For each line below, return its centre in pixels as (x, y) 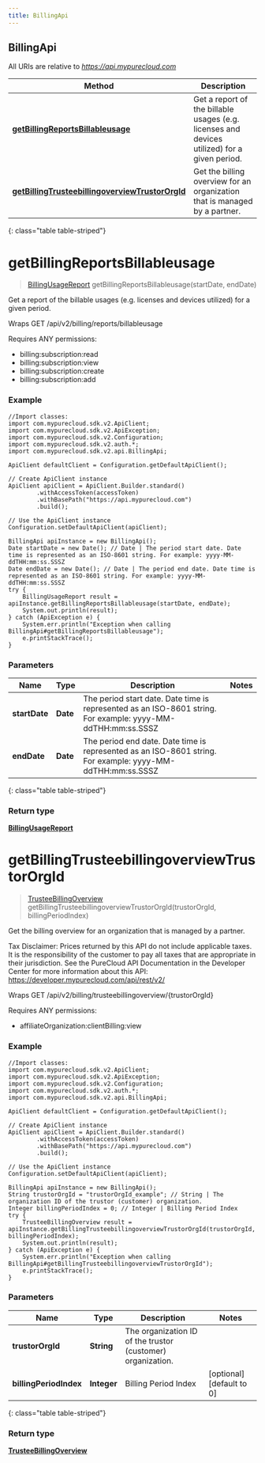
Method (99, 86)
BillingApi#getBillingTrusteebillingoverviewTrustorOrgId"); (111, 1264)
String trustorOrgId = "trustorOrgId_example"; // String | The (116, 1194)
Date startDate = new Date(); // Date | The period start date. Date (125, 548)
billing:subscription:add (58, 380)
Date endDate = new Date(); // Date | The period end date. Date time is (132, 569)
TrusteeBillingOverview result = (77, 1222)
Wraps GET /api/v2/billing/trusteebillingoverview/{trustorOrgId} (111, 995)
